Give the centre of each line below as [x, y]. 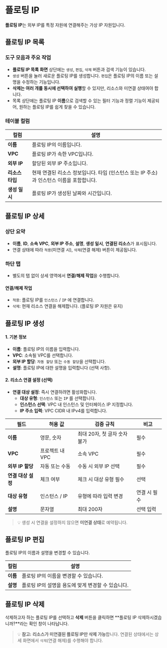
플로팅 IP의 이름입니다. [57, 144]
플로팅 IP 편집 [25, 540]
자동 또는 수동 [55, 466]
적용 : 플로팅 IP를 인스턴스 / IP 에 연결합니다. [53, 300]
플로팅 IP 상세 [25, 216]
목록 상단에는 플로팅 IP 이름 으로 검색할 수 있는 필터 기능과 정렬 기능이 [79, 101]
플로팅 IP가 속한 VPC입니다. [63, 154]
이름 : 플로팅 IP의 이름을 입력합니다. [46, 349]
